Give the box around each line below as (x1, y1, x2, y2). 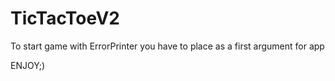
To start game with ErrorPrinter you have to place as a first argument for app (10, 40, 325, 52)
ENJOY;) (10, 59, 46, 71)
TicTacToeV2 (10, 7, 120, 30)
